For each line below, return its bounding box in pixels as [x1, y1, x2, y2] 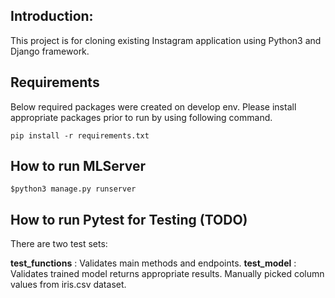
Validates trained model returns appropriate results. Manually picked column [10, 268, 325, 280]
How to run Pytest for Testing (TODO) [10, 211, 248, 228]
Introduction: [10, 8, 94, 25]
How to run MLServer [10, 158, 146, 175]
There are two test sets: [10, 238, 108, 250]
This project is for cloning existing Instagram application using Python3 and [10, 34, 322, 46]
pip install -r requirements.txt [10, 130, 150, 141]
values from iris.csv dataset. [10, 279, 127, 291]
